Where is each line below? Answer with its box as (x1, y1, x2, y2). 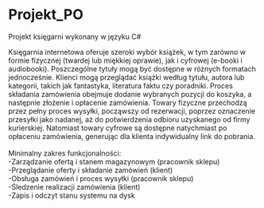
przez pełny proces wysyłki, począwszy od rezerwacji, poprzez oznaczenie (8, 106, 256, 116)
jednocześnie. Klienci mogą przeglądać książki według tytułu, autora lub (8, 72, 245, 82)
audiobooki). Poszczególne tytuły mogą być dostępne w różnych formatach (8, 64, 257, 73)
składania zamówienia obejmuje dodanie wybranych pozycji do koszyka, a (8, 89, 252, 98)
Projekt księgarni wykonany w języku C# (8, 32, 142, 41)
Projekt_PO (8, 6, 83, 24)
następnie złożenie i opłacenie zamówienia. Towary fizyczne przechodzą (8, 98, 248, 107)
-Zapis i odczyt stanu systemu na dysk (8, 191, 135, 200)
